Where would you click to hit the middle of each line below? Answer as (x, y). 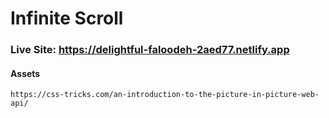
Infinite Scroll (67, 18)
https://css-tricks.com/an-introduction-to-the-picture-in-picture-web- (165, 95)
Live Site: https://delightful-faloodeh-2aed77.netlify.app (150, 50)
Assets (25, 73)
